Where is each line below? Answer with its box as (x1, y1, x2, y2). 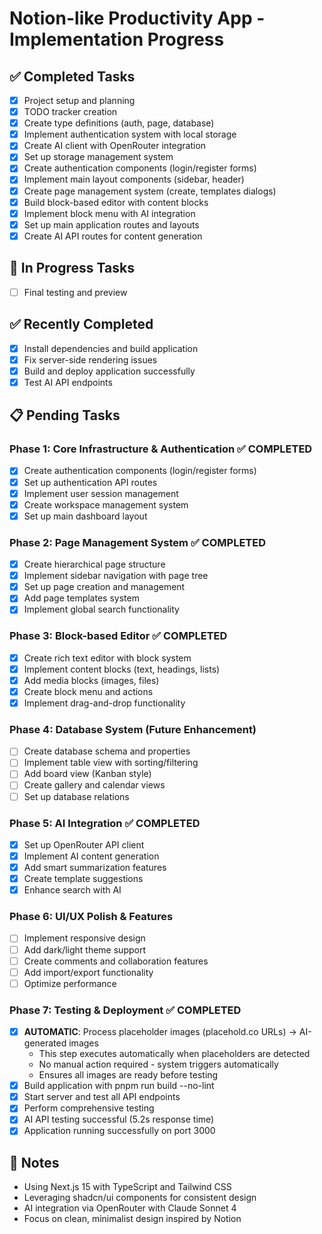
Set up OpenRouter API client (23, 838, 145, 851)
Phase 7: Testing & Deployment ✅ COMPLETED (9, 1003, 242, 1017)
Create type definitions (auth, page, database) (23, 117, 215, 129)
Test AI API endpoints (23, 376, 113, 388)
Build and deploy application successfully (23, 365, 196, 377)
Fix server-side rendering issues (23, 353, 158, 366)
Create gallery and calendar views (23, 779, 166, 791)
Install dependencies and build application (23, 342, 199, 354)
